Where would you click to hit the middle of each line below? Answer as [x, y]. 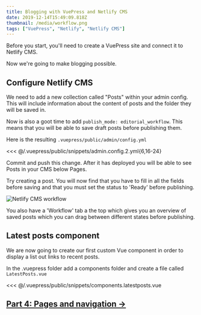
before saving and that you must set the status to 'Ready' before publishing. [100, 188]
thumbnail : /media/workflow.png [47, 23]
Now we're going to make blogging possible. [62, 64]
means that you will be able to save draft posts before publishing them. [94, 128]
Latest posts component [53, 236]
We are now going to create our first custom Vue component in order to [95, 250]
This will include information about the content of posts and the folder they [99, 103]
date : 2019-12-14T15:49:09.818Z [47, 17]
